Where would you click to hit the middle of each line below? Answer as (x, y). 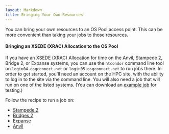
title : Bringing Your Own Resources (44, 15)
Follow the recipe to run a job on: (40, 100)
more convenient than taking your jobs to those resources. (67, 35)
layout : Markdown (24, 10)
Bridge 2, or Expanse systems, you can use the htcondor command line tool (85, 63)
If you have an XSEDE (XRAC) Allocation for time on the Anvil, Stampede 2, (84, 58)
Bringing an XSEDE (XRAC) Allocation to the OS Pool (62, 46)
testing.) (14, 90)
